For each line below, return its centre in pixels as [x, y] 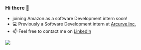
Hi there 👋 [17, 8]
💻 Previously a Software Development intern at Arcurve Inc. [74, 24]
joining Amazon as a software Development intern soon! [70, 19]
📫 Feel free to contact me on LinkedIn [52, 31]
